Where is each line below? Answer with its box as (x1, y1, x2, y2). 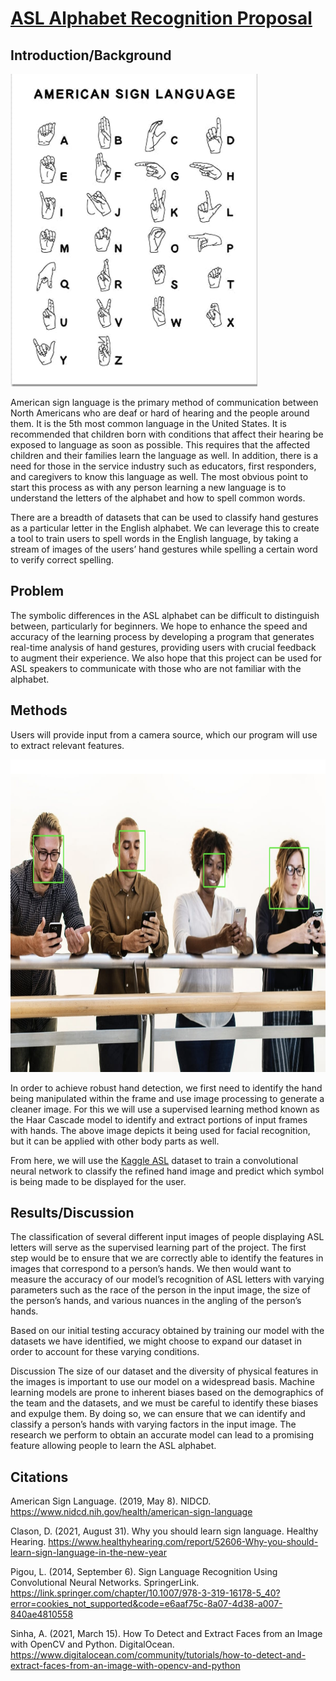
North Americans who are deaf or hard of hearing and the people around (10, 407, 310, 419)
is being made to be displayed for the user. (10, 1175, 187, 1187)
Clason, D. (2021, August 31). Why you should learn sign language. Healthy (10, 1525, 319, 1537)
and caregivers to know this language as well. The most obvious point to (10, 471, 309, 482)
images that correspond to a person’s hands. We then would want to (10, 1263, 292, 1275)
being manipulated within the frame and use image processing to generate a (10, 1092, 325, 1104)
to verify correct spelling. (10, 554, 115, 566)
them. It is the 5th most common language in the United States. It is (10, 418, 288, 429)
